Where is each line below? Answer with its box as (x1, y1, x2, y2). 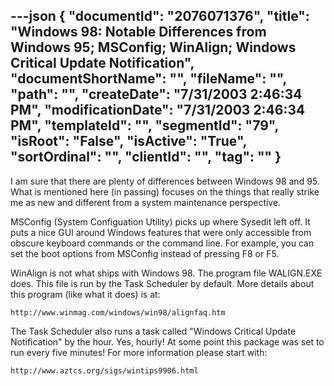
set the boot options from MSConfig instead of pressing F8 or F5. (10, 247, 280, 259)
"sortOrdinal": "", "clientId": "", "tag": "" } (10, 149, 282, 166)
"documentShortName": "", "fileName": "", (10, 70, 287, 88)
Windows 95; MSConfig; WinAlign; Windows (10, 39, 297, 56)
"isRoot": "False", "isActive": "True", (10, 133, 247, 150)
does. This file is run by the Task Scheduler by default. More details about (10, 277, 315, 289)
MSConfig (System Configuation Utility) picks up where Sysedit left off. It (10, 215, 311, 228)
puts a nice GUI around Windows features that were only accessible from (10, 226, 312, 238)
